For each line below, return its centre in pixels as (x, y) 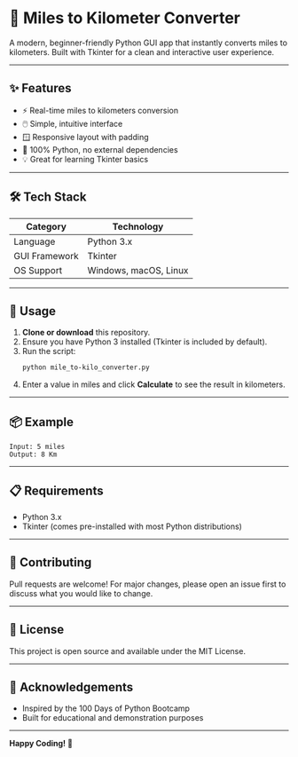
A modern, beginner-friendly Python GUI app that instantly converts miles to (149, 43)
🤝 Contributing (51, 563)
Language (35, 241)
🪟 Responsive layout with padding (85, 137)
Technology (138, 226)
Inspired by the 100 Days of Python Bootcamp (106, 708)
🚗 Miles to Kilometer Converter (125, 18)
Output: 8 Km (33, 455)
